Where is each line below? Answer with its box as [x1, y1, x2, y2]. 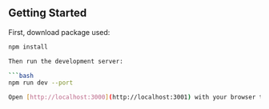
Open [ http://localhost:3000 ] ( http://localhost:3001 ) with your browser [8, 93, 256, 102]
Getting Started [8, 6, 87, 20]
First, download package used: [8, 27, 110, 37]
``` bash [8, 72, 34, 80]
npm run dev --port [8, 79, 74, 87]
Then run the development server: [8, 57, 124, 65]
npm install [8, 43, 48, 51]
